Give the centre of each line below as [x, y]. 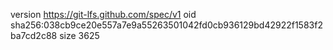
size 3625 [79, 35]
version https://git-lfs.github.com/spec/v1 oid [103, 14]
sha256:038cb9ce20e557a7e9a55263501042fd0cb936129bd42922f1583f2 [166, 25]
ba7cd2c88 [34, 35]
